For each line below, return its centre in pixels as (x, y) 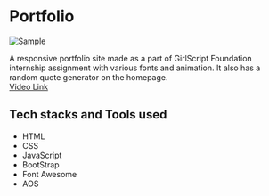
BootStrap (41, 164)
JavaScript (42, 155)
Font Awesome (49, 174)
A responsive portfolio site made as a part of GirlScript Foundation (130, 58)
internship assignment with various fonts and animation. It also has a (135, 68)
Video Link (29, 86)
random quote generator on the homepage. (89, 77)
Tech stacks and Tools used (88, 114)
